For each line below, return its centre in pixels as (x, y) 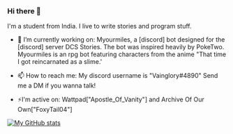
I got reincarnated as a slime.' (60, 62)
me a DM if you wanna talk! (57, 85)
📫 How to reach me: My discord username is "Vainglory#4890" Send (118, 76)
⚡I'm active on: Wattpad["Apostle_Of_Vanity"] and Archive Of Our (111, 99)
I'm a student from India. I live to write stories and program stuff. (99, 26)
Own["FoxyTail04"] (45, 110)
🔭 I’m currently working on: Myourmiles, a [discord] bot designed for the (121, 40)
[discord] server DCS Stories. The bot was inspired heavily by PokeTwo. (121, 47)
